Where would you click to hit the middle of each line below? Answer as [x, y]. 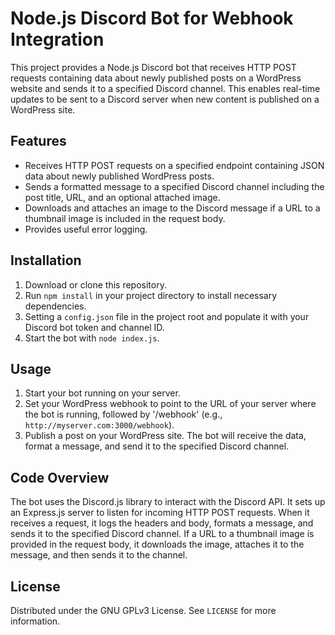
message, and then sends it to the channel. [99, 555]
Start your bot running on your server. [102, 393]
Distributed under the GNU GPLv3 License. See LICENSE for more [143, 610]
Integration [57, 39]
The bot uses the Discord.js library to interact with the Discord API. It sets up [168, 502]
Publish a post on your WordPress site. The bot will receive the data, [165, 436]
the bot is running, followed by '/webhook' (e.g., [123, 414]
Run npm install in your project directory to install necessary [151, 295]
